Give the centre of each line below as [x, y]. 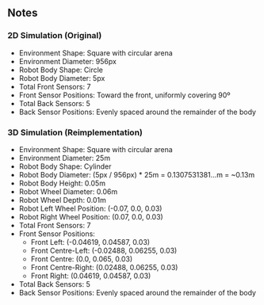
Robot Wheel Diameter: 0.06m [68, 191]
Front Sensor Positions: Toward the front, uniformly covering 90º [124, 95]
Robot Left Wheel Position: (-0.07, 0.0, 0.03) [90, 208]
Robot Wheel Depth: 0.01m [62, 200]
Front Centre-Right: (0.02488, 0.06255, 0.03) [104, 267]
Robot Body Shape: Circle [61, 70]
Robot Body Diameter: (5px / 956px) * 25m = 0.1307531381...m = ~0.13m [137, 174]
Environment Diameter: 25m [65, 158]
